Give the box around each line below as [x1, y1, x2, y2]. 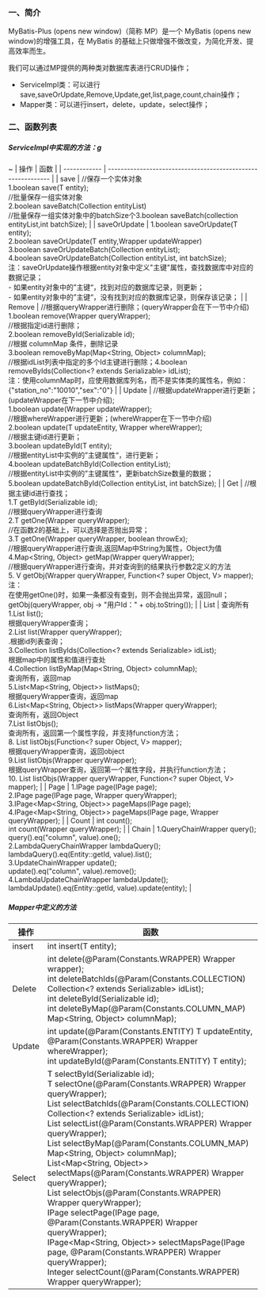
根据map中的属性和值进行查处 [8, 655, 106, 665]
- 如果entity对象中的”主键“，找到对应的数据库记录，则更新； [8, 283, 204, 292]
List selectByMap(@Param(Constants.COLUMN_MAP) [47, 1138, 249, 1149]
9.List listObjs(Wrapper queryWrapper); [8, 755, 137, 765]
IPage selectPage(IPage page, [47, 1207, 160, 1218]
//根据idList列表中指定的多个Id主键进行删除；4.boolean [8, 357, 188, 367]
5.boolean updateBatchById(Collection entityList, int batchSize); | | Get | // [8, 479, 250, 488]
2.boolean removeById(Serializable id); [8, 330, 135, 339]
